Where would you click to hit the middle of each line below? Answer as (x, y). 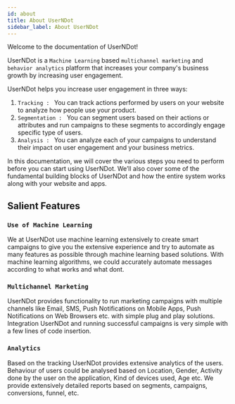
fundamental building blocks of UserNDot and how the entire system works (116, 176)
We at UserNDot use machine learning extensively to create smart (103, 239)
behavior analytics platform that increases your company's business (108, 68)
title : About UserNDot (40, 20)
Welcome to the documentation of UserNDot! (73, 47)
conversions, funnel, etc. (43, 393)
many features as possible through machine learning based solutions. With (115, 255)
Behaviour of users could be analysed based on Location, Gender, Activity (115, 370)
